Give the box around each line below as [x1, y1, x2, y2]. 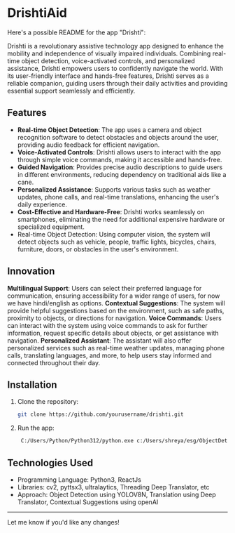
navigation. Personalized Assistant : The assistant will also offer [7, 336, 192, 345]
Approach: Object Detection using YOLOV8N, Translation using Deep [17, 490, 216, 499]
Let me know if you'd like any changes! [7, 518, 120, 526]
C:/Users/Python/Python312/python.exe [20, 437, 134, 445]
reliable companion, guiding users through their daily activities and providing [7, 79, 228, 87]
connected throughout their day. [7, 358, 100, 367]
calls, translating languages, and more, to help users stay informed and [7, 351, 212, 360]
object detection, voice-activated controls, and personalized [21, 56, 195, 65]
